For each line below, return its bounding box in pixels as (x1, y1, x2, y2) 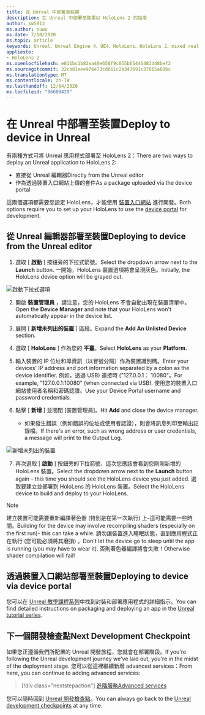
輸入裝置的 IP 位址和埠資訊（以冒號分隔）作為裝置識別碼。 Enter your (15, 357, 189, 365)
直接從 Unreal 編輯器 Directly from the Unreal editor (15, 171, 144, 179)
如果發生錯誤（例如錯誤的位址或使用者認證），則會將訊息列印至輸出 (24, 419, 194, 427)
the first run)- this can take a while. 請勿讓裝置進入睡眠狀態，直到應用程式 (6, 529, 193, 537)
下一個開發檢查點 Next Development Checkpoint (6, 630, 191, 641)
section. (15, 331, 36, 339)
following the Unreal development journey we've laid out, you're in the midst (6, 655, 198, 663)
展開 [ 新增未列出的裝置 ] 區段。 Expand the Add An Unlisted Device (15, 325, 187, 332)
